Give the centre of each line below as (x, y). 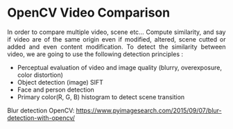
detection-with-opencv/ (41, 118)
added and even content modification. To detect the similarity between (116, 46)
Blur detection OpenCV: (41, 110)
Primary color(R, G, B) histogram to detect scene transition (101, 97)
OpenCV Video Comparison (89, 13)
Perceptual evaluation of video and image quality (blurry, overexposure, (119, 67)
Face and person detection (56, 89)
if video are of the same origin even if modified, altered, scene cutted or (116, 39)
